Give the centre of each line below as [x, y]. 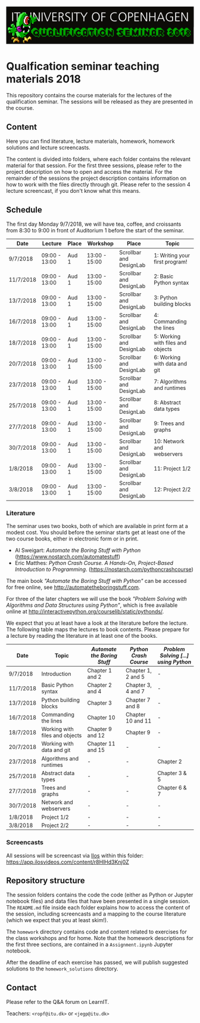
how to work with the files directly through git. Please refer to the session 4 [98, 185]
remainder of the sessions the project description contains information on [96, 178]
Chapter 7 [138, 700]
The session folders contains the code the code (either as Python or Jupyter [100, 895]
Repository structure [46, 881]
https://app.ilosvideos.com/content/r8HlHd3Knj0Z [68, 862]
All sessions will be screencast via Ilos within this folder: [75, 855]
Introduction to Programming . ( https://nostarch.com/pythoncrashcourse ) [104, 569]
